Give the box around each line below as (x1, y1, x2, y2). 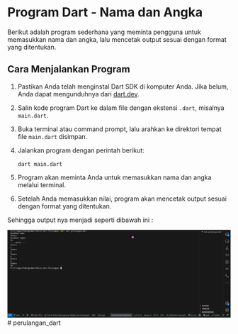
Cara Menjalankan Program (7, 63, 130, 75)
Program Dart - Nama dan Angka (7, 4, 203, 21)
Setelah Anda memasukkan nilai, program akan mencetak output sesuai (17, 194, 227, 203)
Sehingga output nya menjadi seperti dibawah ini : (7, 216, 154, 224)
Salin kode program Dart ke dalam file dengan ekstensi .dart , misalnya (17, 104, 225, 112)
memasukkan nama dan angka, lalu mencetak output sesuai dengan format (7, 35, 227, 43)
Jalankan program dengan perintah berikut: (17, 146, 145, 155)
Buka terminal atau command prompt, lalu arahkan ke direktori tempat (17, 125, 222, 133)
